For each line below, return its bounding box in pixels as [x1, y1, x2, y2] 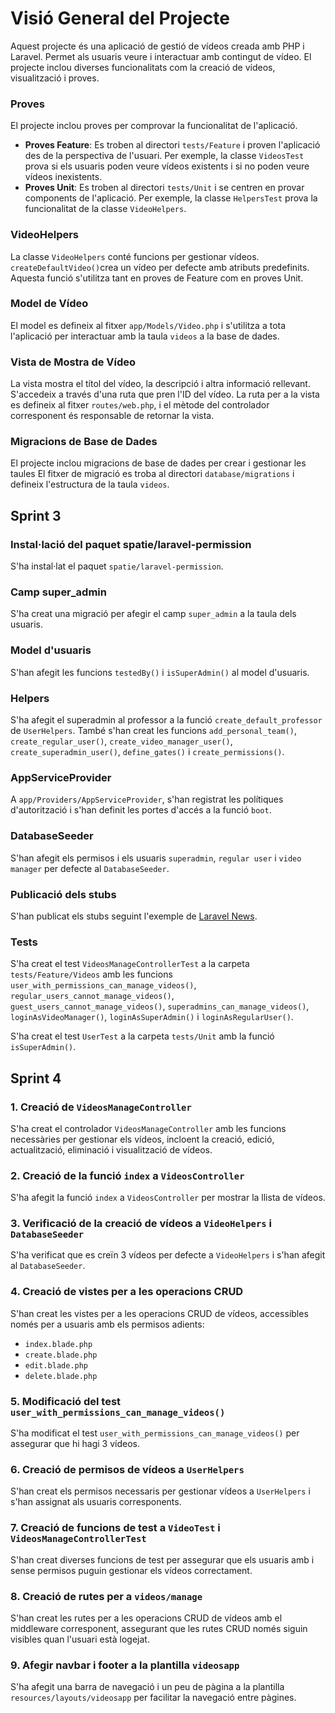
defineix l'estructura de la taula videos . [10, 478, 170, 491]
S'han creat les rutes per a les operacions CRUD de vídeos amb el [10, 1612, 283, 1624]
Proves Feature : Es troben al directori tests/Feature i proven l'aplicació [24, 139, 321, 151]
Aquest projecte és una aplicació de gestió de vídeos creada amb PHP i [10, 40, 305, 52]
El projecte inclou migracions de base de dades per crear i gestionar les [10, 457, 307, 469]
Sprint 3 [10, 507, 62, 524]
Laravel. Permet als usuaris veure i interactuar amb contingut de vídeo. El [10, 50, 312, 62]
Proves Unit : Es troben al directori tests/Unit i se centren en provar [24, 182, 305, 194]
